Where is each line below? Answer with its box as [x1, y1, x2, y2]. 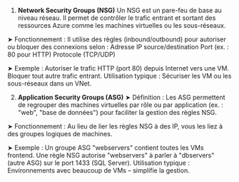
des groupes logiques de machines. [7, 130, 113, 138]
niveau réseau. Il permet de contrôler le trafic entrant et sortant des [17, 14, 216, 22]
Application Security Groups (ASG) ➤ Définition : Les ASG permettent [17, 93, 226, 101]
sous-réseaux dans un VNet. [7, 79, 92, 88]
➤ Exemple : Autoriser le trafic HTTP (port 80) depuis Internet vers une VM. [7, 64, 230, 72]
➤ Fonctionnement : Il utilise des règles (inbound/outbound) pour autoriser [7, 35, 226, 44]
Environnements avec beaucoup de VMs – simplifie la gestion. [7, 166, 190, 174]
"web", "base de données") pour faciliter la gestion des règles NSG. [17, 108, 218, 116]
